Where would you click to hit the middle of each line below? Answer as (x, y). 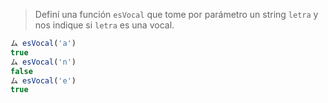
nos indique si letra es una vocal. (104, 25)
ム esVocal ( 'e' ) (43, 80)
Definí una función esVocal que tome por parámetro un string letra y (176, 14)
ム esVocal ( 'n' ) (43, 62)
